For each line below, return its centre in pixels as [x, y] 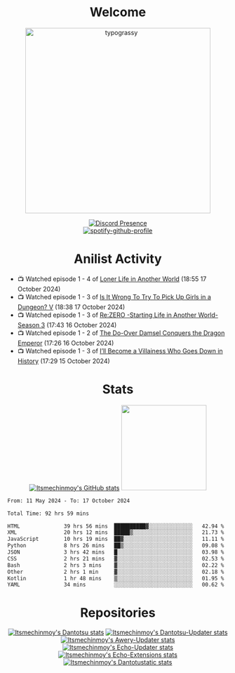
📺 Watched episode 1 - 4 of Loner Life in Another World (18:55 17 [112, 279]
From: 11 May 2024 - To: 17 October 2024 [69, 501]
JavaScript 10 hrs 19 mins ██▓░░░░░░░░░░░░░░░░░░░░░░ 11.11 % [116, 539]
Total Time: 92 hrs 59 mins [48, 514]
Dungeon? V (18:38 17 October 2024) [71, 307]
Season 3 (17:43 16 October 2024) [67, 325]
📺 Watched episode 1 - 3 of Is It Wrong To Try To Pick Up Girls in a [114, 296]
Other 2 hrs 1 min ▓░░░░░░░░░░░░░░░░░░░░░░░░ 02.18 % [116, 572]
